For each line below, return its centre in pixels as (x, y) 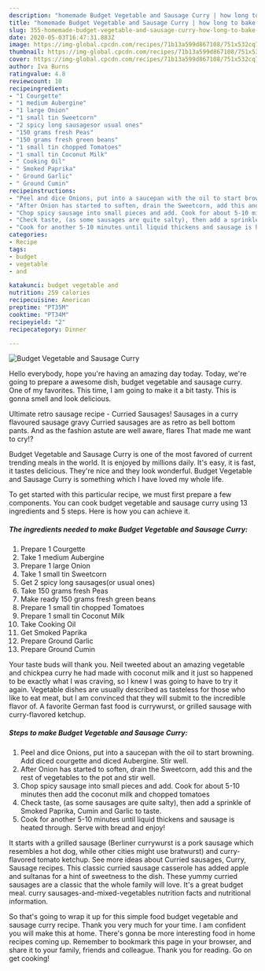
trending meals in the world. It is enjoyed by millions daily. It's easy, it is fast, (132, 463)
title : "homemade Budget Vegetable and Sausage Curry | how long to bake (132, 23)
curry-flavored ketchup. (48, 715)
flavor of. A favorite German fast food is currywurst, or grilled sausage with (131, 706)
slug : (18, 30)
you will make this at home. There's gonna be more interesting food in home (132, 933)
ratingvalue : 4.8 (37, 74)
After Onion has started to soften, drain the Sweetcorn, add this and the (136, 769)
